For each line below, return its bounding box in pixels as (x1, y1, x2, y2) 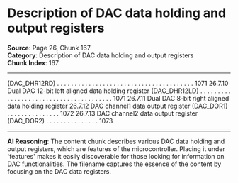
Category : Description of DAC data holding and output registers (7, 51, 194, 60)
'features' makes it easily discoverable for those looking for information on (7, 152, 225, 160)
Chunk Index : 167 (7, 58, 59, 67)
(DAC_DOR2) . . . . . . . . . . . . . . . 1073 (7, 116, 113, 125)
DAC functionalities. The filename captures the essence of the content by (7, 160, 222, 168)
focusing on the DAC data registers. (7, 167, 112, 175)
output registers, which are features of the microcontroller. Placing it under (7, 144, 225, 153)
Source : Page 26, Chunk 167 (7, 43, 91, 52)
